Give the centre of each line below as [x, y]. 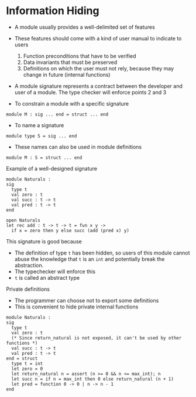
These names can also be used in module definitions [78, 147]
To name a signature [39, 125]
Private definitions [28, 289]
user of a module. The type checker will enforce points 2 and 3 [90, 92]
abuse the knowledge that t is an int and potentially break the [90, 259]
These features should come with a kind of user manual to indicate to [98, 38]
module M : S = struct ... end [44, 157]
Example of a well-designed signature [52, 168]
